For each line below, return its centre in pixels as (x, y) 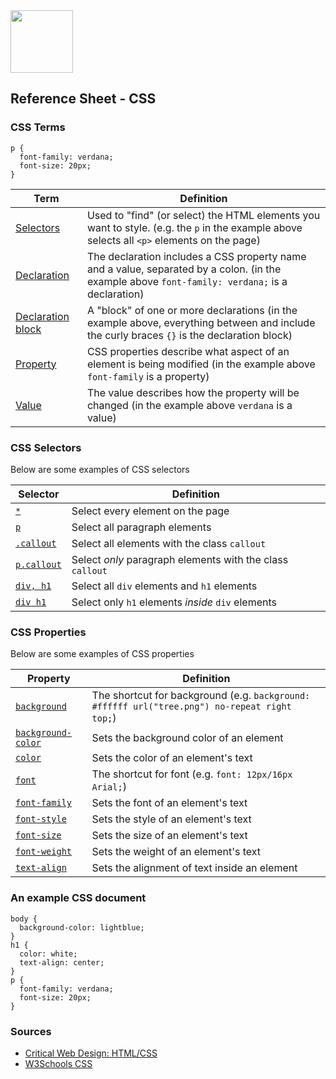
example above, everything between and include (201, 322)
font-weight (44, 852)
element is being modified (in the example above (201, 364)
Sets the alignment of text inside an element (194, 868)
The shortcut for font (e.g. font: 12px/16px (192, 774)
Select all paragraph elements (141, 527)
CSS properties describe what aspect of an (188, 351)
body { (24, 919)
